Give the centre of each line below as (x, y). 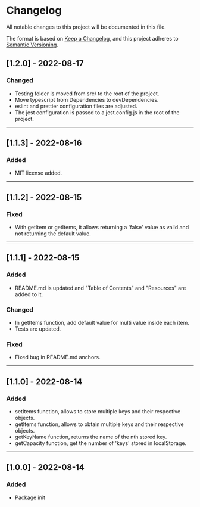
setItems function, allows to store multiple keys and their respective (98, 411)
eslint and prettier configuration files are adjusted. (76, 106)
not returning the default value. (53, 234)
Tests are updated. (38, 329)
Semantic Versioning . (32, 45)
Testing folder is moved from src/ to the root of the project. (87, 94)
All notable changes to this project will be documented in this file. (86, 27)
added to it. (29, 294)
